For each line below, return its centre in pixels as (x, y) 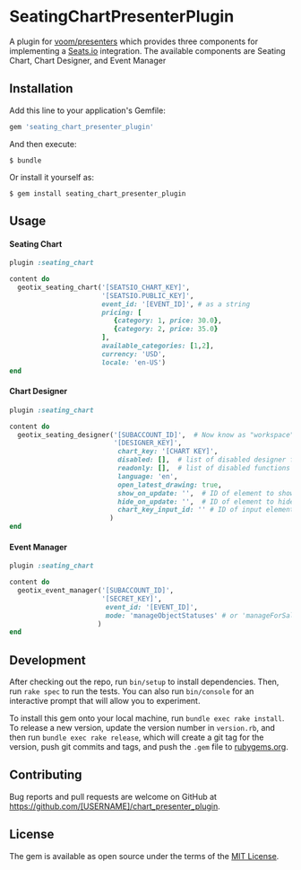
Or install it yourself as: (52, 177)
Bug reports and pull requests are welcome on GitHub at (113, 796)
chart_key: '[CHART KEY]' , (168, 452)
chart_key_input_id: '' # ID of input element (206, 510)
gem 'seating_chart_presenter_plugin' (82, 127)
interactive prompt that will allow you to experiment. (105, 701)
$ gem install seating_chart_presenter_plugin (98, 193)
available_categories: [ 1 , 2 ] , (158, 346)
